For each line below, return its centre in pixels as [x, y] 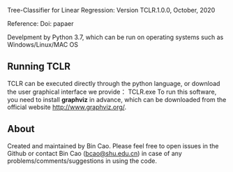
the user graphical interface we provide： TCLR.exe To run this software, [112, 92]
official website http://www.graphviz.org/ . [67, 107]
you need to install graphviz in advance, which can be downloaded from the [117, 99]
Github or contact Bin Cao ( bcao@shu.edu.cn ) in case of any [95, 153]
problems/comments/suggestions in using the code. [82, 161]
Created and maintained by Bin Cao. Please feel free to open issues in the [113, 145]
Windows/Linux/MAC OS [43, 44]
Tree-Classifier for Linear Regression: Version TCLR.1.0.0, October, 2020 [111, 10]
